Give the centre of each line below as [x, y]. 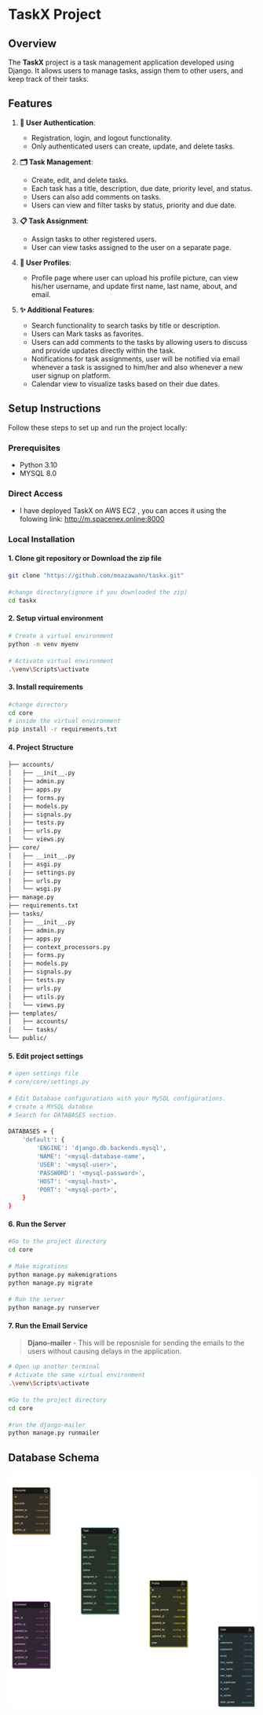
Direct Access [35, 493]
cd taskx [22, 600]
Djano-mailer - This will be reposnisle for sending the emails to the [136, 1343]
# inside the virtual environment [65, 721]
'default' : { [44, 1140]
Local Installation [42, 540]
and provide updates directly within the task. [103, 350]
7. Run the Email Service [48, 1325]
